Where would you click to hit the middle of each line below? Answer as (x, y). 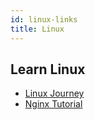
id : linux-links (44, 19)
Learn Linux (48, 69)
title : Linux (37, 29)
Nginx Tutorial (53, 104)
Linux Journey (54, 93)
